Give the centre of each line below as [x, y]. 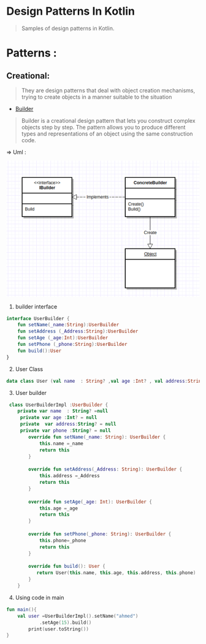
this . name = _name [61, 443]
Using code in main [40, 597]
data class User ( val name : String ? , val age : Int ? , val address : [97, 381]
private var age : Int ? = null [59, 418]
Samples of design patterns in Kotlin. [68, 28]
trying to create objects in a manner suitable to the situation [97, 97]
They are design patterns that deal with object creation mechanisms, [108, 90]
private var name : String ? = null [63, 411]
